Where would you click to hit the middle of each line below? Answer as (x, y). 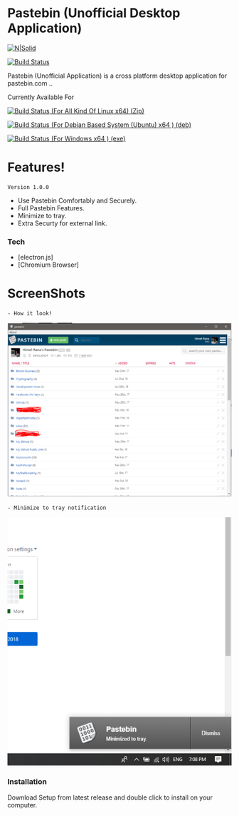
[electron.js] (35, 257)
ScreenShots (46, 294)
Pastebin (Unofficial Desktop (94, 13)
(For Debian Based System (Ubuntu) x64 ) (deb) (121, 124)
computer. (22, 805)
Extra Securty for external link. (62, 223)
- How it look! (30, 314)
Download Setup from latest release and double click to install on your (110, 797)
